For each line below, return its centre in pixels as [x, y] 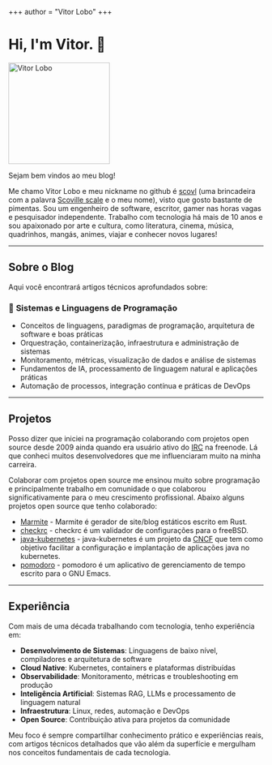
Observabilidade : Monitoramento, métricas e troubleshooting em [129, 676]
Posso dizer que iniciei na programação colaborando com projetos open [129, 438]
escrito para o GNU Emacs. [66, 573]
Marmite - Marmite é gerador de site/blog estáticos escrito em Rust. [134, 522]
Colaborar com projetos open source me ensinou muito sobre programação [134, 480]
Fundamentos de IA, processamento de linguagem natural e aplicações [138, 369]
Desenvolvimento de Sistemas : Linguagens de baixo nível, [119, 650]
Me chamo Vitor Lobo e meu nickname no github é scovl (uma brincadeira [132, 191]
